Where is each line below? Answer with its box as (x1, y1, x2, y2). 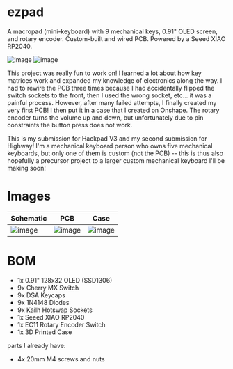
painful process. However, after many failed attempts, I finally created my (7, 98, 217, 107)
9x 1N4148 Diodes (17, 298, 70, 306)
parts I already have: (7, 341, 66, 350)
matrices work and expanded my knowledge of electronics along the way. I (7, 76, 223, 84)
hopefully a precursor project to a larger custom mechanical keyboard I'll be (7, 156, 225, 164)
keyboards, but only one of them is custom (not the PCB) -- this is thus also (7, 149, 224, 157)
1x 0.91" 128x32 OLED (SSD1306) (17, 276, 113, 284)
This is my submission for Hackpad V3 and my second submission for (7, 134, 207, 143)
